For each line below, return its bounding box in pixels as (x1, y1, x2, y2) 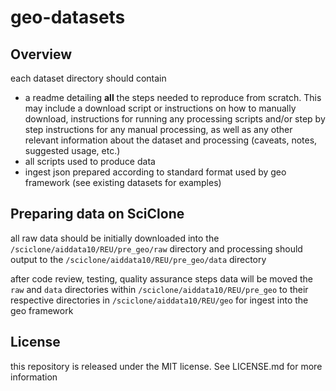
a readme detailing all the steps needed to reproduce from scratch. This (24, 92, 322, 103)
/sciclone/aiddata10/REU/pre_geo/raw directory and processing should (10, 242, 303, 255)
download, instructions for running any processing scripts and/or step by (24, 113, 326, 125)
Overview (10, 46, 73, 63)
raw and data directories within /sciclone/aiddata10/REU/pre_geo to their (10, 283, 309, 295)
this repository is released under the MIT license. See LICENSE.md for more (10, 360, 323, 372)
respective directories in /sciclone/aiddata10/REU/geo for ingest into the (10, 294, 309, 306)
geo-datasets (10, 6, 126, 29)
